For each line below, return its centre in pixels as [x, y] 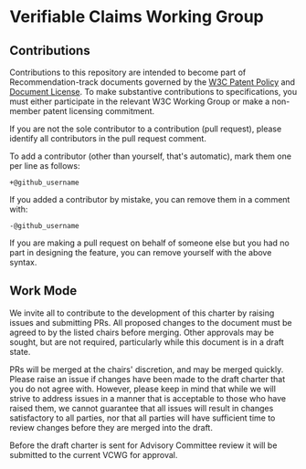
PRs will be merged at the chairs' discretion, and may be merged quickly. [147, 369]
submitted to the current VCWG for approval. [94, 454]
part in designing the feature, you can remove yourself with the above [141, 252]
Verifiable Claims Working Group [137, 17]
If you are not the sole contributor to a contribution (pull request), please [146, 129]
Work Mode [43, 291]
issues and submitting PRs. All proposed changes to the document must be [151, 322]
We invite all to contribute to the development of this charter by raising [142, 313]
